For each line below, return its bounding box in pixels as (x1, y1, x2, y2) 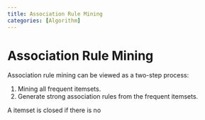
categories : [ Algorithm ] (7, 17, 81, 24)
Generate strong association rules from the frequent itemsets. (17, 92, 199, 101)
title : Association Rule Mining (7, 10, 103, 18)
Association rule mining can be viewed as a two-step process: (7, 71, 189, 80)
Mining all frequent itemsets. (17, 84, 101, 93)
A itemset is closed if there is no (7, 106, 101, 114)
